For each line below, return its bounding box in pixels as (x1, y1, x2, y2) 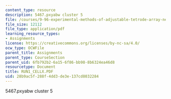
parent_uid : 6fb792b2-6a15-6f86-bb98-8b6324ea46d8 (5, 60, 115, 65)
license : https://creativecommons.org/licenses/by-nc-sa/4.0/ (5, 41, 140, 46)
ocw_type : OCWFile (5, 45, 44, 51)
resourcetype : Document (5, 64, 56, 69)
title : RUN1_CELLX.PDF (5, 69, 53, 75)
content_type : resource (5, 7, 56, 13)
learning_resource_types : (5, 31, 60, 36)
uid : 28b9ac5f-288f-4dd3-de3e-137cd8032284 (5, 74, 99, 79)
